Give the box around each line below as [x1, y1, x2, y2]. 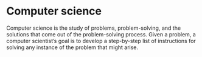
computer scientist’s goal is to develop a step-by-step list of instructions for [6, 37, 196, 44]
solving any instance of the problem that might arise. [6, 44, 139, 51]
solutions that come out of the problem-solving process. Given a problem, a [6, 30, 196, 38]
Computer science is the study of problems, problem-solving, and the [6, 24, 181, 32]
